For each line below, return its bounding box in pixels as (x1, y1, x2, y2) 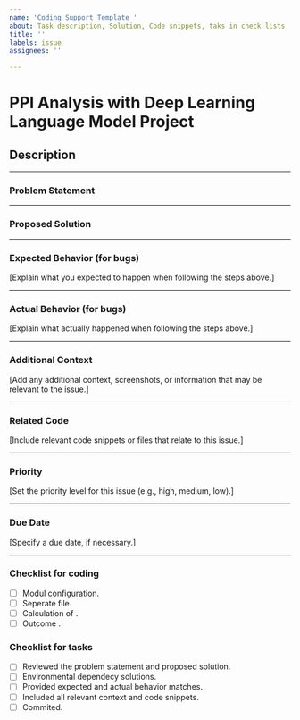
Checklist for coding (9, 567, 100, 580)
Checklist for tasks (9, 640, 94, 653)
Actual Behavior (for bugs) (9, 302, 127, 315)
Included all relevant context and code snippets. (21, 691, 199, 702)
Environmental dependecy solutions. (21, 672, 157, 682)
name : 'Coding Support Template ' (9, 13, 138, 22)
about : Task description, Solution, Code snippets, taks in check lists (9, 21, 286, 30)
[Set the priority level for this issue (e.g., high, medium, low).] (9, 486, 235, 496)
